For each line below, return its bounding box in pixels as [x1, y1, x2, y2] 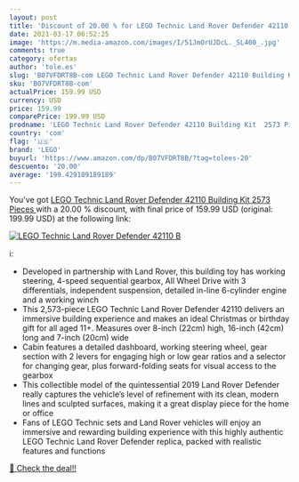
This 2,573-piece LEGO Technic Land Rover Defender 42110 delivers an [21, 304, 285, 315]
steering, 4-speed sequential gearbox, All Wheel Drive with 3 [21, 276, 246, 286]
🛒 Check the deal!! [9, 463, 77, 474]
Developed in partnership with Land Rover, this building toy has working [21, 266, 287, 277]
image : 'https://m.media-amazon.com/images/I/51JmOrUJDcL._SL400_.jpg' [9, 37, 280, 47]
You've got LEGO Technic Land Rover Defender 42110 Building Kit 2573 [9, 195, 271, 205]
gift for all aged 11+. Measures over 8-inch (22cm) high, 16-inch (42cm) [21, 323, 285, 333]
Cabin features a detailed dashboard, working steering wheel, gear [21, 341, 268, 352]
